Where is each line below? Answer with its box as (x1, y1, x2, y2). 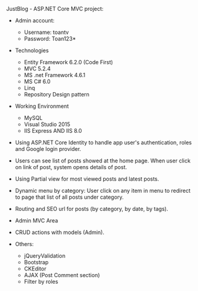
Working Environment (14, 102, 69, 110)
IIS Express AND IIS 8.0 (24, 127, 83, 134)
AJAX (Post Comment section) (24, 272, 100, 278)
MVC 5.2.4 (24, 65, 51, 72)
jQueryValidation (24, 252, 66, 259)
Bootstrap (24, 259, 49, 266)
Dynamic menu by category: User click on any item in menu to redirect (14, 187, 191, 194)
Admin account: (14, 17, 55, 24)
